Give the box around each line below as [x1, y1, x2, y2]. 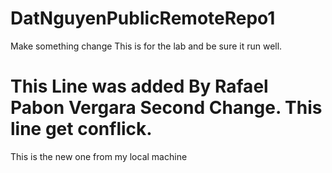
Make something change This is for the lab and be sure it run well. [10, 40, 283, 52]
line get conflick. [10, 118, 153, 141]
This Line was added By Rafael [10, 75, 269, 98]
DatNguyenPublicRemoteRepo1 [10, 7, 276, 30]
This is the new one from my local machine [10, 150, 188, 162]
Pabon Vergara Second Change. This [10, 97, 323, 119]
